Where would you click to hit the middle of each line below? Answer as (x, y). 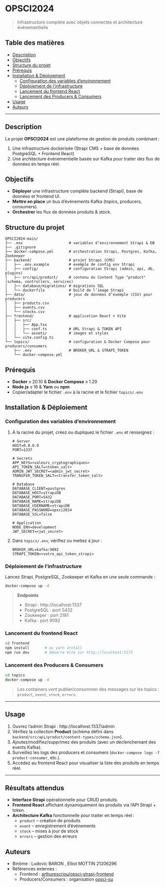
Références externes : (35, 869)
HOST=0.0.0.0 (26, 445)
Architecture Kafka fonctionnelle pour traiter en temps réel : (73, 815)
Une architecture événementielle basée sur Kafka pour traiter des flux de (86, 159)
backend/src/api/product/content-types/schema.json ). (68, 737)
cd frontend (17, 643)
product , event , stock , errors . (47, 694)
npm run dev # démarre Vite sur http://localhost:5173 (69, 652)
